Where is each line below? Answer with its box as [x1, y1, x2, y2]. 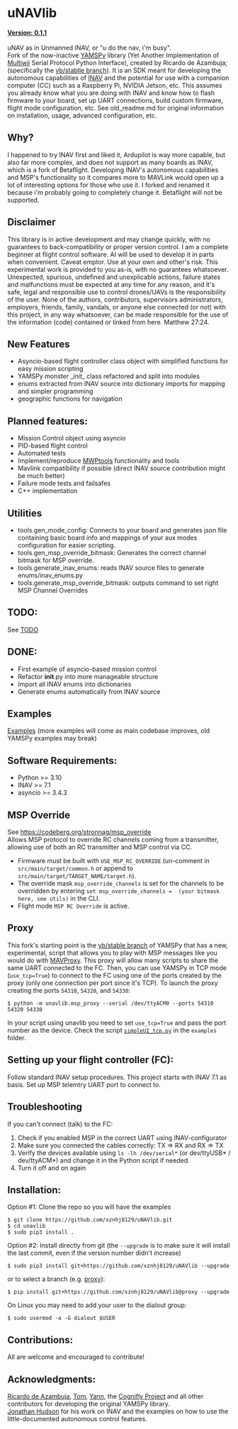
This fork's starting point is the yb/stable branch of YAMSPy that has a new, [7, 940, 228, 950]
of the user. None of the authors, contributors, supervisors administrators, [7, 295, 223, 304]
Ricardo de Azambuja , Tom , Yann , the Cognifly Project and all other [7, 1391, 204, 1400]
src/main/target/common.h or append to [17, 864, 133, 872]
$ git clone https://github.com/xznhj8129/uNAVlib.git [7, 1217, 173, 1224]
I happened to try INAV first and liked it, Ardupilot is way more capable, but [7, 150, 225, 159]
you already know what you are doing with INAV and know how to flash [7, 89, 215, 97]
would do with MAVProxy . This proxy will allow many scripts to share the [7, 956, 219, 964]
